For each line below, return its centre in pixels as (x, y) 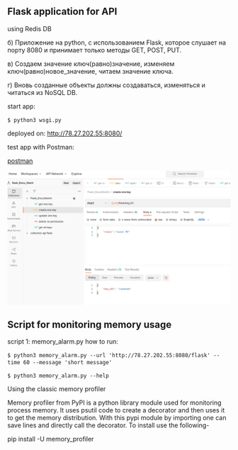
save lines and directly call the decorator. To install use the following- (108, 425)
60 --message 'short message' (68, 363)
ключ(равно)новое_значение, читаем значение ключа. (90, 71)
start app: (21, 106)
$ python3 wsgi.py (34, 120)
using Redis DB (29, 28)
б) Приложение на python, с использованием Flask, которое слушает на (117, 43)
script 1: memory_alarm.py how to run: (63, 342)
